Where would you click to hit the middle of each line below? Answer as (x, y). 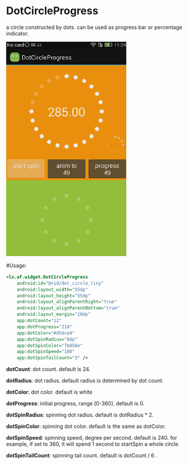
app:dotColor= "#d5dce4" (46, 333)
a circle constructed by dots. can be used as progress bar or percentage (94, 27)
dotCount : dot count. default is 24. (48, 369)
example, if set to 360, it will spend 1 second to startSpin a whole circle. (93, 444)
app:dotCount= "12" (39, 321)
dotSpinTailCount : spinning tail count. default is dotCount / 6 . (82, 456)
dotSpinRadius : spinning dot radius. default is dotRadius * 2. (80, 415)
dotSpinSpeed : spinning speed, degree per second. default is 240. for (92, 438)
